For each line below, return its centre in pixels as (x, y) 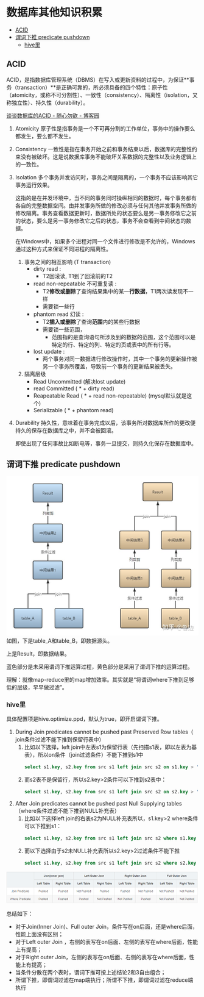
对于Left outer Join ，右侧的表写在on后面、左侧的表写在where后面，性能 (107, 942)
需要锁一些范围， (64, 329)
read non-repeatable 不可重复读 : (75, 284)
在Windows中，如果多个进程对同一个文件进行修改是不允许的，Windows (105, 241)
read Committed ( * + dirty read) (74, 388)
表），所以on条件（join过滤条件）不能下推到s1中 (84, 755)
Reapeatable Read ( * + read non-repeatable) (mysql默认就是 (110, 395)
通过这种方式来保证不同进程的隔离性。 (63, 249)
